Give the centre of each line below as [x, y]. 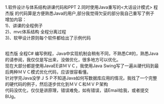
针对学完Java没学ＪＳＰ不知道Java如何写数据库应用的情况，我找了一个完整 [81, 78]
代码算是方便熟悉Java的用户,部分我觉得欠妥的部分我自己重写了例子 [87, 13]
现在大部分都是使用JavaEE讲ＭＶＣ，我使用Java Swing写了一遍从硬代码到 [80, 66]
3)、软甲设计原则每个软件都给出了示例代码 [48, 38]
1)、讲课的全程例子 [24, 26]
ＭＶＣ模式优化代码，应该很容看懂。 [54, 72]
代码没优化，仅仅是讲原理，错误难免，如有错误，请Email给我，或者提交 [77, 90]
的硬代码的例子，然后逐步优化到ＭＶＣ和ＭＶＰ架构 [57, 84]
